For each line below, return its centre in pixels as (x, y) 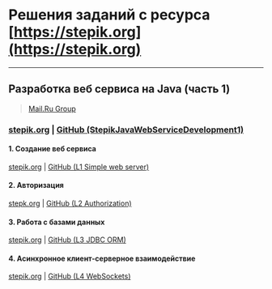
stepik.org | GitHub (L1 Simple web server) (79, 167)
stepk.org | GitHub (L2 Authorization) (70, 203)
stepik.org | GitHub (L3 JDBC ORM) (68, 240)
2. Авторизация (36, 185)
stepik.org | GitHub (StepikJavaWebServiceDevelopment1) (126, 130)
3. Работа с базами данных (57, 222)
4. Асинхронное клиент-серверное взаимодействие (102, 258)
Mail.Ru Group (52, 108)
